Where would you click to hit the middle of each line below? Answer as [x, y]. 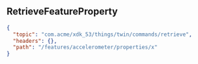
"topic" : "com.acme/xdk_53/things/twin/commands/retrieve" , [103, 34]
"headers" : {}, [35, 41]
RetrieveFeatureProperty [62, 12]
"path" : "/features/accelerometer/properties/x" [85, 47]
